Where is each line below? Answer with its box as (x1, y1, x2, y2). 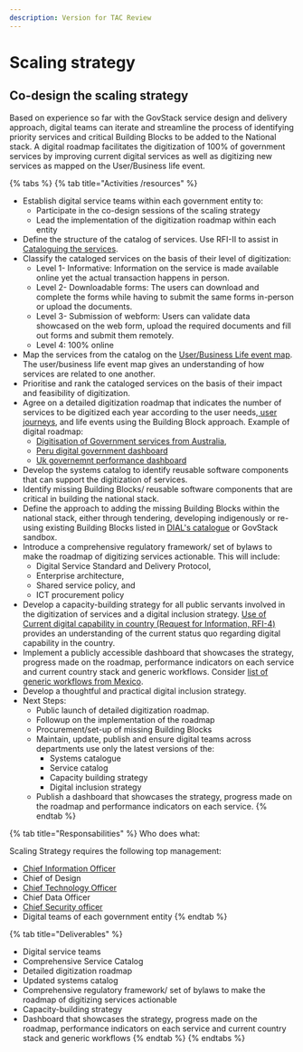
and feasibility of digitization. (22, 387, 131, 398)
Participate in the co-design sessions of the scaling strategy (35, 204, 260, 215)
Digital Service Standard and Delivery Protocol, (35, 560, 212, 571)
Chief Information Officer (22, 863, 116, 874)
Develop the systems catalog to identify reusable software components (22, 464, 289, 475)
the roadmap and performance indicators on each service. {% (35, 801, 268, 811)
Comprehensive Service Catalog (22, 955, 144, 966)
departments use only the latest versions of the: (35, 743, 215, 753)
